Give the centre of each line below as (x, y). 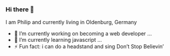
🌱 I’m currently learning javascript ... (58, 40)
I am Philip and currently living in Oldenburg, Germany (71, 22)
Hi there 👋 (20, 9)
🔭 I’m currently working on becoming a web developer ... (83, 34)
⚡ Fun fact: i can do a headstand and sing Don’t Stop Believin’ (89, 47)
